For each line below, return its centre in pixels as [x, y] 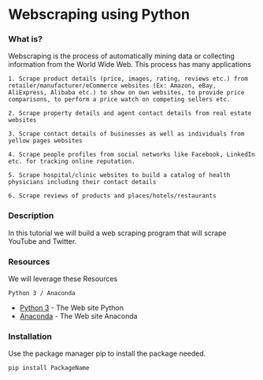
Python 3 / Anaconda [42, 293]
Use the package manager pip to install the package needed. [107, 354]
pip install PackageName [49, 368]
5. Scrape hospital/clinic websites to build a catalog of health [119, 175]
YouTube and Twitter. [43, 241]
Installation [30, 336]
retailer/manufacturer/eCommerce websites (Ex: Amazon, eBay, [112, 86]
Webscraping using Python [99, 15]
